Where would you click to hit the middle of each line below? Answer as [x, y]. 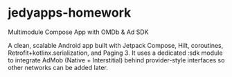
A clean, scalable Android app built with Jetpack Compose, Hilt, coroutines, [116, 45]
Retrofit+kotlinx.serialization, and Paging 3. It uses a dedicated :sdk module [115, 53]
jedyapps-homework [70, 13]
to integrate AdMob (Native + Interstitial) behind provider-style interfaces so [116, 60]
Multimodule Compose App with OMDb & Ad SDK [78, 32]
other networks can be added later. [58, 67]
